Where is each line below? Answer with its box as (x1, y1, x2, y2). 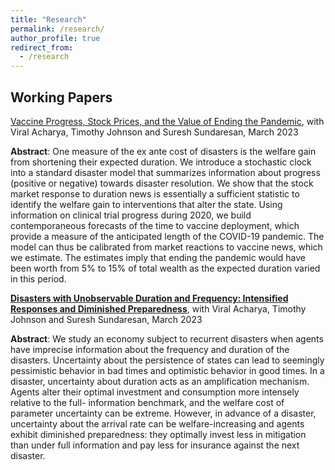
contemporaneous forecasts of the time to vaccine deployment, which (10, 219, 300, 231)
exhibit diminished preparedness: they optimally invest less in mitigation (10, 428, 307, 440)
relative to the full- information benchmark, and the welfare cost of (10, 396, 285, 408)
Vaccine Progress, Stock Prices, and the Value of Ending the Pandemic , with (10, 115, 325, 127)
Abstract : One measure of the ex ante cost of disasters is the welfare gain (10, 145, 317, 157)
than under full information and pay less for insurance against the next (10, 439, 300, 451)
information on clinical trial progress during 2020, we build (10, 209, 252, 221)
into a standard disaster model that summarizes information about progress (10, 166, 321, 178)
